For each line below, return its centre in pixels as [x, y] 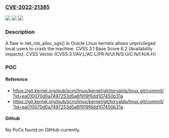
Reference [16, 79]
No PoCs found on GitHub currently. [43, 130]
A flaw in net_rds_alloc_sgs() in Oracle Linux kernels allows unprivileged [80, 43]
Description [20, 32]
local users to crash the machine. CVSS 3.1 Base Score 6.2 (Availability [79, 48]
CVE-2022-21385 [27, 7]
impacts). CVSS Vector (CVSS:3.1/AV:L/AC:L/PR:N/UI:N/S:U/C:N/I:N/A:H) [81, 54]
